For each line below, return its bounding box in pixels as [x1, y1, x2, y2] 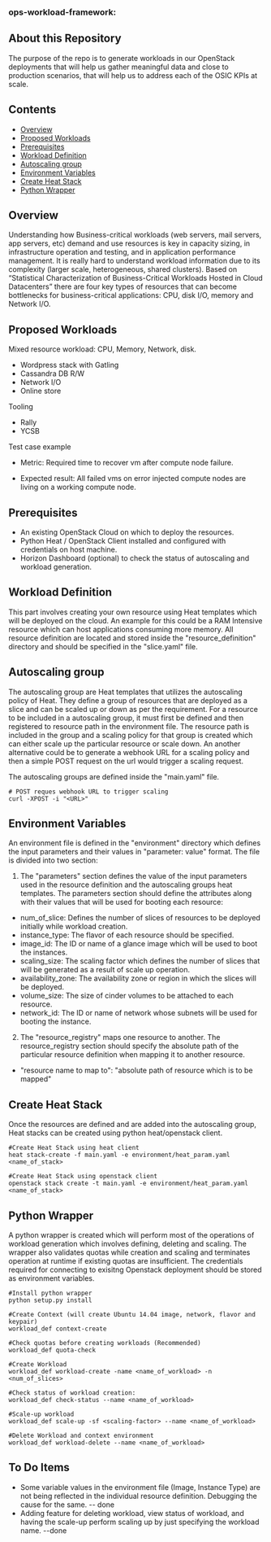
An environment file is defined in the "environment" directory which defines [8, 838, 261, 848]
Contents [8, 103, 57, 116]
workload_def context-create [8, 1325, 107, 1333]
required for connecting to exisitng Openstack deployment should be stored [8, 1265, 262, 1275]
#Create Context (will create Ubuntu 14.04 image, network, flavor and [8, 1311, 256, 1319]
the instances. [19, 947, 68, 958]
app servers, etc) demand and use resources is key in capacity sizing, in [8, 238, 251, 248]
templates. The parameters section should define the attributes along [19, 889, 252, 898]
